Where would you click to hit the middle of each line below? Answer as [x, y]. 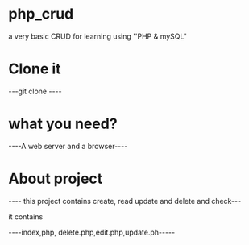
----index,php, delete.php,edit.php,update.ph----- [92, 232]
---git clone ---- [35, 91]
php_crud [41, 14]
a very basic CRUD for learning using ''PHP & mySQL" [98, 36]
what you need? [63, 124]
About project [56, 179]
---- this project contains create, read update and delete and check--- [125, 201]
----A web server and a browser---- [68, 146]
